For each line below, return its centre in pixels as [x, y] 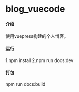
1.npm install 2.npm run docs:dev [39, 60]
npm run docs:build [25, 84]
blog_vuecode [35, 9]
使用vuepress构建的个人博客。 [37, 36]
